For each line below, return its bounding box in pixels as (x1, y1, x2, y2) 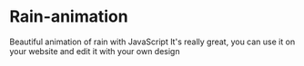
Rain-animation (9, 6, 129, 27)
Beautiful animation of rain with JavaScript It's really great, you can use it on (9, 36, 296, 47)
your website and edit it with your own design (9, 45, 180, 56)
